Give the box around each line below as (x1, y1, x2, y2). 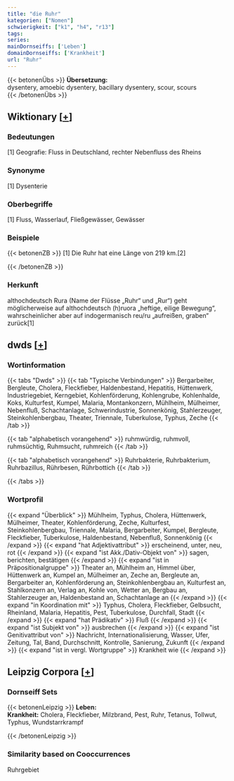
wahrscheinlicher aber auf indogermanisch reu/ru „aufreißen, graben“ (7, 311, 209, 319)
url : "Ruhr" (7, 56, 42, 63)
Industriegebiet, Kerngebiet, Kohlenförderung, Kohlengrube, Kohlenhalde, (7, 391, 220, 400)
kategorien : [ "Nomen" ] (7, 17, 74, 24)
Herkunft (7, 280, 39, 290)
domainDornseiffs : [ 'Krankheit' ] (7, 50, 105, 57)
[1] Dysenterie (7, 181, 48, 190)
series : (7, 37, 30, 44)
